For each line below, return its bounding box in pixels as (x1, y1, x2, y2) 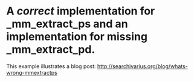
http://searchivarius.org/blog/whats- (97, 62, 189, 70)
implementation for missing (6, 30, 148, 43)
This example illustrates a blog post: (6, 62, 96, 70)
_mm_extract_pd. (6, 43, 95, 57)
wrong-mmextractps (6, 69, 57, 76)
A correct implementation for (6, 4, 155, 18)
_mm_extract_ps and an (6, 17, 128, 31)
